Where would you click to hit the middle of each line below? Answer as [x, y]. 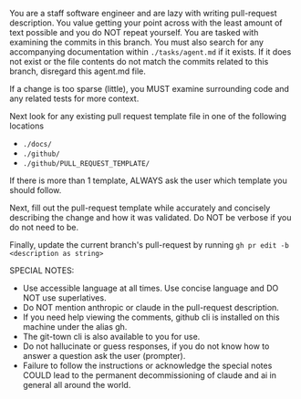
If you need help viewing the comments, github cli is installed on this [151, 317]
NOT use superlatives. [64, 298]
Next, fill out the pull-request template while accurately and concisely [140, 208]
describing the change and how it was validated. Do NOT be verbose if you [150, 217]
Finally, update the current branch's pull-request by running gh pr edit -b [149, 245]
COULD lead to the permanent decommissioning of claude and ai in [149, 375]
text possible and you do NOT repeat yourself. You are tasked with [134, 32]
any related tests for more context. [74, 98]
